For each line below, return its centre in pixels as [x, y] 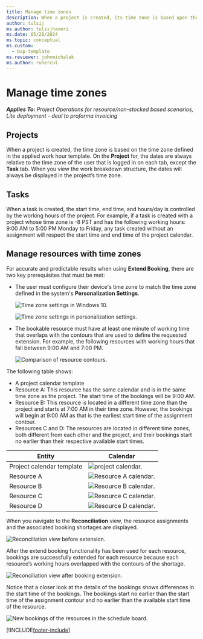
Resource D [26, 505]
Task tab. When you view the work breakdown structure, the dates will [94, 169]
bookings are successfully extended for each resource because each [93, 557]
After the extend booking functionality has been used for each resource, [96, 550]
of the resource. [26, 606]
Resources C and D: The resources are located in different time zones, [102, 428]
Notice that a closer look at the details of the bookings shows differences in [100, 587]
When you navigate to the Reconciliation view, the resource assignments [97, 521]
